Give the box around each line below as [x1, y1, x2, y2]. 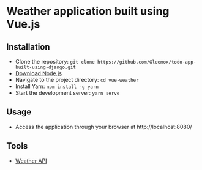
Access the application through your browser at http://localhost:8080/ [15, 123, 192, 130]
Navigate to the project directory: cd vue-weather [15, 76, 139, 83]
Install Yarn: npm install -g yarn [15, 83, 99, 90]
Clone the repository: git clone [15, 58, 95, 65]
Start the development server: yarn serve [15, 89, 120, 96]
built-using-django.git [15, 64, 77, 70]
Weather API [15, 157, 47, 164]
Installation [6, 42, 50, 52]
